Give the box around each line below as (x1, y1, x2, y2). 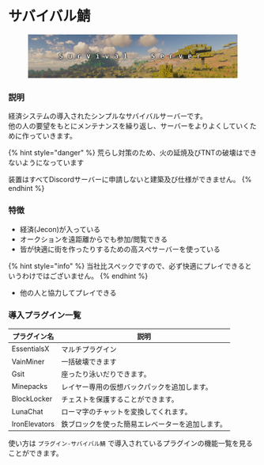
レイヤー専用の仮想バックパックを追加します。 (61, 382, 213, 391)
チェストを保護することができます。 (61, 394, 179, 404)
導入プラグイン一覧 (8, 310, 81, 321)
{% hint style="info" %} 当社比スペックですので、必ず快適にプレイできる (8, 261, 245, 270)
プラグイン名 (12, 331, 55, 341)
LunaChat (11, 406, 43, 416)
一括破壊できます (61, 357, 117, 367)
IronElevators (11, 419, 55, 429)
